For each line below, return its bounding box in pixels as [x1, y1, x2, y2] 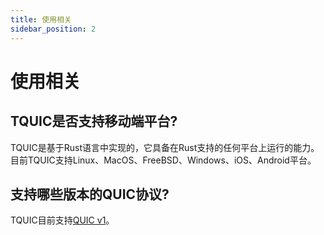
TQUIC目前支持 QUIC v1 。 [10, 214, 115, 226]
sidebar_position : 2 [10, 24, 97, 34]
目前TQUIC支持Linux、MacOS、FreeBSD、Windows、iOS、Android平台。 [10, 154, 317, 166]
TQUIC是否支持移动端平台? [10, 113, 178, 130]
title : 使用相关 [10, 14, 72, 25]
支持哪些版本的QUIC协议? [10, 186, 170, 203]
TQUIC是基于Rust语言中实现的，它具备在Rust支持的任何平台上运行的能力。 [10, 141, 320, 153]
